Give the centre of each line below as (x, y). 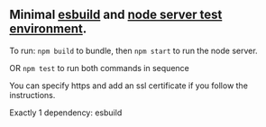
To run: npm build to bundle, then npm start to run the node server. (134, 50)
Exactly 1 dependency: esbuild (66, 113)
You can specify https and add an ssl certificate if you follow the (128, 86)
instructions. (32, 95)
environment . (48, 29)
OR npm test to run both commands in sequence (99, 68)
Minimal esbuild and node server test (116, 15)
